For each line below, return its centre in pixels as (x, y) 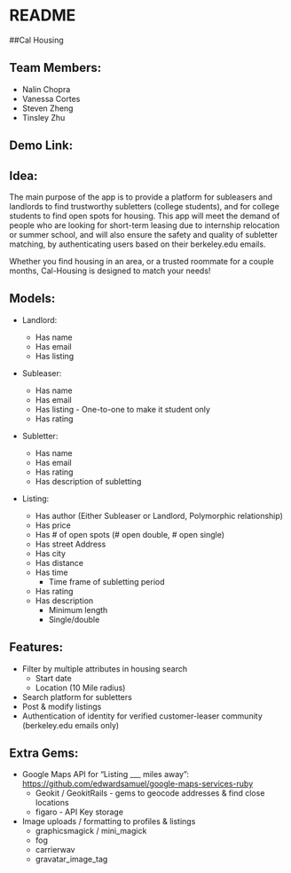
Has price (53, 525)
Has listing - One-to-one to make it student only (123, 409)
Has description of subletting (88, 481)
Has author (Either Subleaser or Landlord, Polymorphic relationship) (159, 515)
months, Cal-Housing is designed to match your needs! (110, 271)
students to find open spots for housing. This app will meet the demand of (145, 216)
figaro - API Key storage (79, 812)
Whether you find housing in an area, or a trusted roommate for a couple (142, 261)
